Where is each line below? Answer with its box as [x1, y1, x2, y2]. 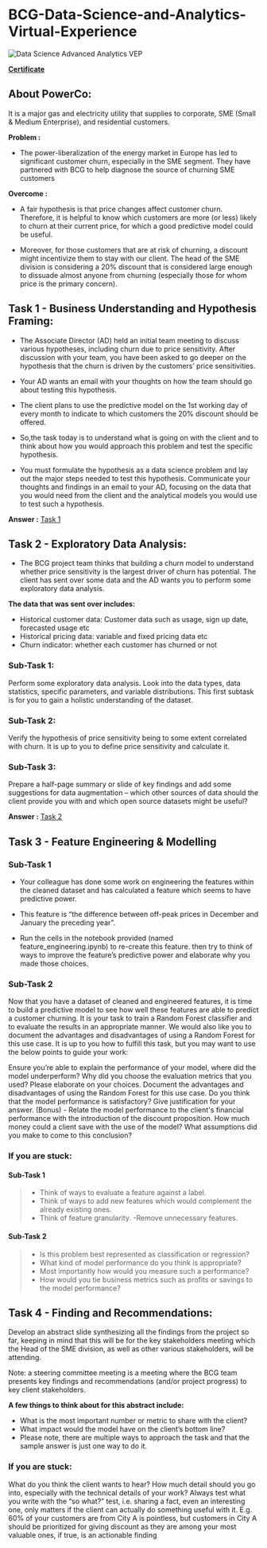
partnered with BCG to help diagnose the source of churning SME [19, 165, 235, 174]
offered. [19, 417, 46, 427]
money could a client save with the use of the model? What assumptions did [8, 1122, 257, 1132]
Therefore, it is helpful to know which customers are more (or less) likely [19, 213, 257, 222]
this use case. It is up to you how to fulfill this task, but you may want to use [8, 1039, 256, 1048]
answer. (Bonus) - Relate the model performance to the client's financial [8, 1105, 244, 1115]
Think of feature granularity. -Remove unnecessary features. [39, 1213, 238, 1223]
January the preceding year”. [19, 918, 116, 927]
